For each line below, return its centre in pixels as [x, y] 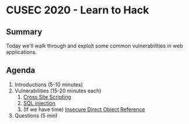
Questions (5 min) [36, 115]
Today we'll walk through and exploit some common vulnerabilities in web [95, 46]
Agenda [21, 70]
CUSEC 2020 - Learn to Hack [78, 10]
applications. [21, 52]
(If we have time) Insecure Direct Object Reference [84, 109]
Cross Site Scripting [47, 97]
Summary [24, 32]
